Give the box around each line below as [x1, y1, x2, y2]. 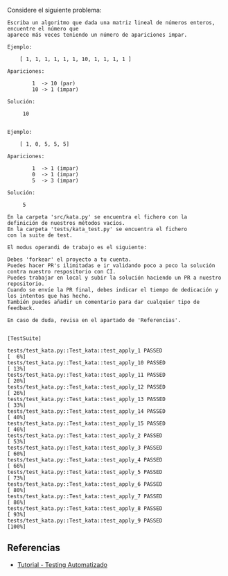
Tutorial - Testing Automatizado [17, 560, 107, 568]
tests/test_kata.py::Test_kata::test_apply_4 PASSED [7, 457, 163, 464]
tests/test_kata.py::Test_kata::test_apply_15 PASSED [7, 420, 166, 427]
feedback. [7, 305, 36, 312]
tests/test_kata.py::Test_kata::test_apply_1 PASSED [7, 347, 163, 354]
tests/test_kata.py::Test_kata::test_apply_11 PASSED [7, 371, 166, 378]
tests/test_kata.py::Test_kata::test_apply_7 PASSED [7, 493, 163, 500]
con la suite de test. [7, 232, 73, 239]
